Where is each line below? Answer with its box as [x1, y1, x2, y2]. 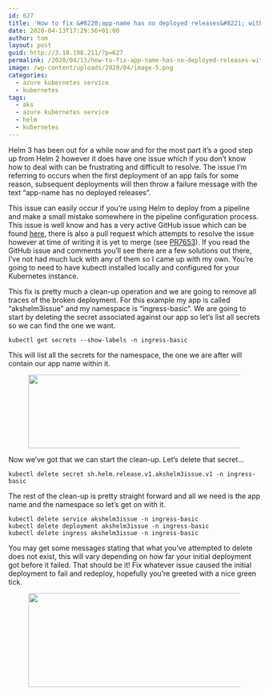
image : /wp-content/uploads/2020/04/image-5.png [8, 64, 174, 72]
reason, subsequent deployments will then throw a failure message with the [8, 179, 258, 189]
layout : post [8, 42, 52, 50]
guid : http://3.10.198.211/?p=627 [8, 49, 124, 57]
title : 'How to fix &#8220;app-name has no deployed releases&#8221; [8, 19, 246, 27]
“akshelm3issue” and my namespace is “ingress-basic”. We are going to [8, 303, 247, 313]
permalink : [8, 57, 45, 65]
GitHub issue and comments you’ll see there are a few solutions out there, [8, 246, 252, 255]
